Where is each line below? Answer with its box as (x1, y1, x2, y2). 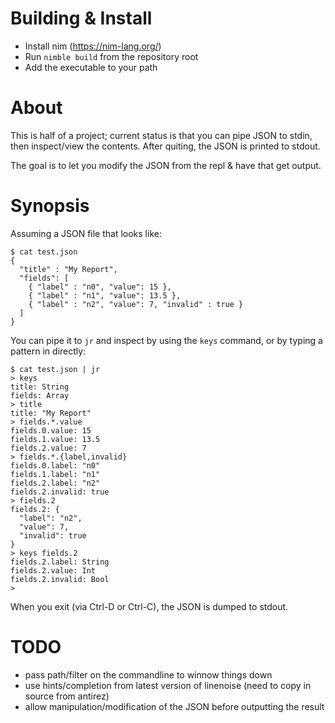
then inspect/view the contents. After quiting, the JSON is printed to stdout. (10, 140, 321, 152)
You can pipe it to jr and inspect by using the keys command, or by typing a (10, 334, 323, 346)
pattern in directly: (10, 345, 87, 357)
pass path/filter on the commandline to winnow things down (24, 668, 273, 681)
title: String (10, 382, 70, 392)
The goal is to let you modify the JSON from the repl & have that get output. (10, 159, 322, 171)
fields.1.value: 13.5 (10, 434, 101, 444)
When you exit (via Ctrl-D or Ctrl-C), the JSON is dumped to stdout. (10, 600, 289, 612)
